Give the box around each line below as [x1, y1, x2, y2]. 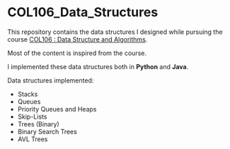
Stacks [17, 90, 38, 98]
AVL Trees [17, 135, 48, 143]
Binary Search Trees [17, 127, 78, 136]
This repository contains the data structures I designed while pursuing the [7, 28, 223, 36]
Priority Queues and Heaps [17, 105, 97, 113]
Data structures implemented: [7, 76, 94, 85]
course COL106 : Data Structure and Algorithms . [7, 35, 148, 43]
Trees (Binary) [17, 119, 59, 128]
